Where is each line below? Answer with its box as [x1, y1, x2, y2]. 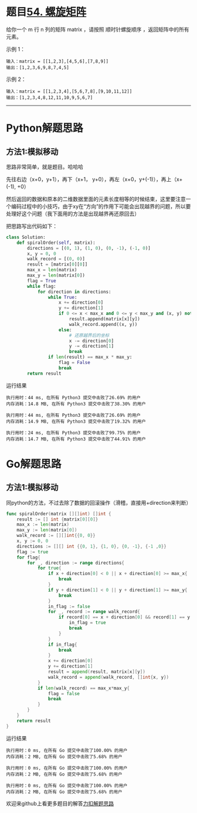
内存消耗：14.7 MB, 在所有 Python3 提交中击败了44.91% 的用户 [6, 436, 147, 442]
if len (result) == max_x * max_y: [47, 354, 133, 360]
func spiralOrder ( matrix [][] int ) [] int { [6, 511, 111, 516]
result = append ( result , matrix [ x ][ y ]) [47, 669, 145, 675]
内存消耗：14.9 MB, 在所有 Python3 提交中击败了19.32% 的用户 [6, 419, 147, 424]
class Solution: [6, 234, 46, 240]
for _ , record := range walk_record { [47, 609, 141, 615]
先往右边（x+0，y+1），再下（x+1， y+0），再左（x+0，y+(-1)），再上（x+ [6, 175, 183, 182]
